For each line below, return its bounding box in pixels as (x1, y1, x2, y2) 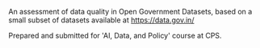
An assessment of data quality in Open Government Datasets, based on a (8, 7, 253, 16)
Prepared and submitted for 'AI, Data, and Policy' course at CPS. (8, 31, 222, 40)
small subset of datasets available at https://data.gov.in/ (8, 15, 195, 25)
